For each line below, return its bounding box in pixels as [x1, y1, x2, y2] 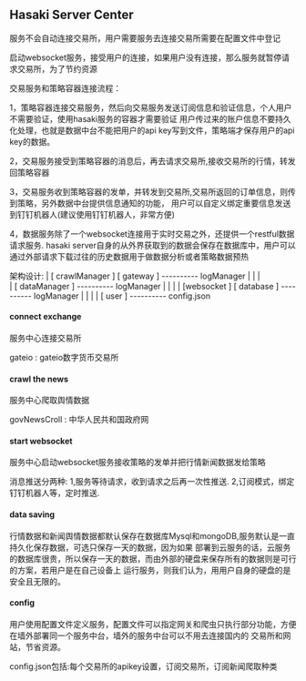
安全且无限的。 [9, 575, 66, 586]
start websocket [9, 435, 73, 446]
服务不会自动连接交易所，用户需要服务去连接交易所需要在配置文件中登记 [9, 32, 280, 44]
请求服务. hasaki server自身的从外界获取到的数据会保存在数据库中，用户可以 [9, 239, 296, 250]
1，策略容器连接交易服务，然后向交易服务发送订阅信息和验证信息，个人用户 [9, 102, 292, 113]
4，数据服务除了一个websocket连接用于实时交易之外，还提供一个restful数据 [9, 228, 295, 239]
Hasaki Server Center [9, 7, 134, 23]
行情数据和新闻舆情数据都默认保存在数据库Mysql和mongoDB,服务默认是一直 [9, 530, 296, 541]
